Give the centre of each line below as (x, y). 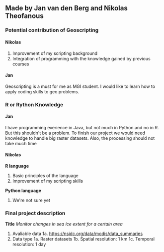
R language (17, 166)
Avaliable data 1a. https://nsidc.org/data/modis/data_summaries (78, 234)
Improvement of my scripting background (55, 53)
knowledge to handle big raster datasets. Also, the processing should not (80, 138)
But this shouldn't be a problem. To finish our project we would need (75, 133)
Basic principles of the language (45, 176)
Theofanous (24, 16)
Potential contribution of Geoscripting (52, 30)
